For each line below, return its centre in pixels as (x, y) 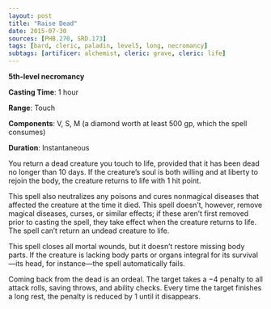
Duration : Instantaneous (49, 148)
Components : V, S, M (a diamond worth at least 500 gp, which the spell (128, 123)
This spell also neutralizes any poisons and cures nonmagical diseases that (134, 196)
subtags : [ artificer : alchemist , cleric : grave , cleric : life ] (117, 53)
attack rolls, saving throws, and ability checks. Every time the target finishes (135, 288)
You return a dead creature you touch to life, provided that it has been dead (134, 163)
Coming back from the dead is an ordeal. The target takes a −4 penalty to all (135, 279)
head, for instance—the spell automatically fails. (106, 263)
